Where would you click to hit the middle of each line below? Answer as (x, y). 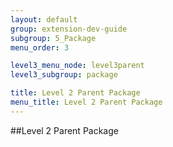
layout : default (44, 19)
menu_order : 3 (40, 47)
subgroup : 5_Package (53, 38)
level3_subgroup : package (64, 75)
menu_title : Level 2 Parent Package (86, 102)
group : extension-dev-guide (69, 29)
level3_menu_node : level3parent (77, 66)
